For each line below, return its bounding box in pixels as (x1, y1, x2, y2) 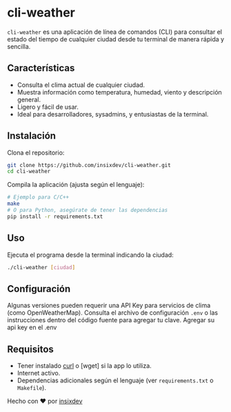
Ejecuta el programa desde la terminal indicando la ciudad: (7, 251, 174, 259)
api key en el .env (7, 323, 57, 332)
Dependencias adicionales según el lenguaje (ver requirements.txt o (17, 376, 214, 384)
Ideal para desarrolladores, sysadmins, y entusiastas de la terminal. (17, 110, 209, 118)
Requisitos (7, 343, 54, 355)
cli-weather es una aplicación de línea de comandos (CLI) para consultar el (7, 28, 223, 36)
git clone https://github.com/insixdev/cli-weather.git (7, 161, 171, 168)
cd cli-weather (7, 168, 51, 175)
